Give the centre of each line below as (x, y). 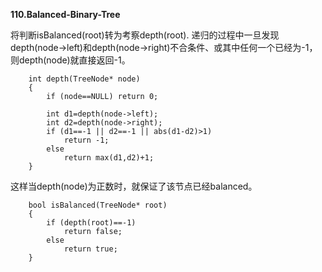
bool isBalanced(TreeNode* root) (98, 205)
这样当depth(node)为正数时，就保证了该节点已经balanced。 (134, 186)
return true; (90, 249)
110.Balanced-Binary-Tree (65, 14)
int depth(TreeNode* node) (84, 79)
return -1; (86, 140)
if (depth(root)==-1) (91, 223)
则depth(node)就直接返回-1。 (70, 60)
